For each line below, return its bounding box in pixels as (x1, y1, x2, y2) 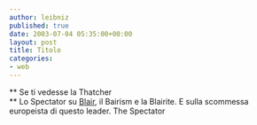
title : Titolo (9, 46, 62, 55)
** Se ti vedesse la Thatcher (9, 86, 113, 98)
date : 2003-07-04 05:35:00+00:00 (9, 29, 133, 38)
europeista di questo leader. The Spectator (9, 105, 166, 116)
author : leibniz (9, 12, 69, 22)
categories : (9, 54, 53, 63)
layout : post (9, 37, 58, 47)
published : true (9, 21, 69, 30)
